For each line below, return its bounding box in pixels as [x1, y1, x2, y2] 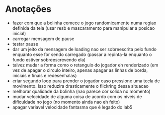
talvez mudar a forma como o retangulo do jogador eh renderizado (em [12, 62, 159, 68]
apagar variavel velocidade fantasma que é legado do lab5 [12, 104, 133, 110]
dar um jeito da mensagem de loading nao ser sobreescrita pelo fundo [12, 46, 157, 52]
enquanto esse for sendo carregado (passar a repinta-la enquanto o [12, 51, 152, 57]
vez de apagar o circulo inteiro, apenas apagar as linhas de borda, [12, 67, 148, 73]
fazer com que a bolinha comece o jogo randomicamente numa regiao [12, 20, 157, 26]
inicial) [12, 30, 26, 36]
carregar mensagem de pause [12, 36, 75, 42]
